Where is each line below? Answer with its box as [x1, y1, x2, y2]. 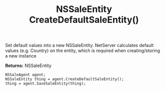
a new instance [5, 53, 36, 59]
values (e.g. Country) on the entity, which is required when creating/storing [5, 47, 160, 53]
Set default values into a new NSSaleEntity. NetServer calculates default [5, 42, 154, 48]
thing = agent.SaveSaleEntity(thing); [5, 81, 86, 86]
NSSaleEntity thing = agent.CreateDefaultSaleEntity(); [5, 76, 124, 82]
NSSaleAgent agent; [5, 72, 46, 77]
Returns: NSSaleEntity [5, 62, 51, 68]
